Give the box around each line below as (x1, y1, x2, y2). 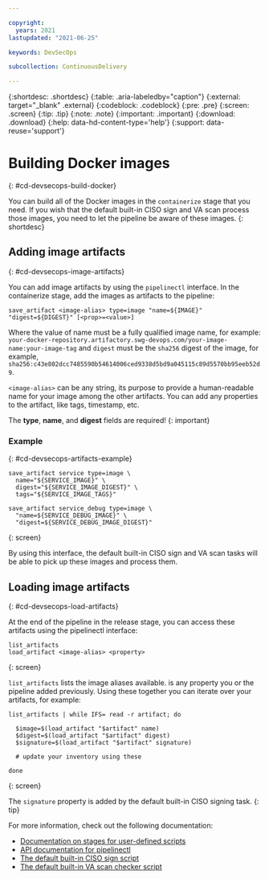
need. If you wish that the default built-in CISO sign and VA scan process (8, 205, 250, 215)
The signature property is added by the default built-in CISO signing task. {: (8, 796, 259, 806)
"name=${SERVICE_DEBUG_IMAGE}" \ (15, 511, 128, 520)
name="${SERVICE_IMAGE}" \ (15, 476, 106, 485)
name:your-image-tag (8, 344, 78, 352)
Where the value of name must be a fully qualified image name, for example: (8, 327, 261, 337)
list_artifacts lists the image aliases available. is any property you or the (8, 677, 255, 688)
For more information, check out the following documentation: (8, 820, 214, 830)
